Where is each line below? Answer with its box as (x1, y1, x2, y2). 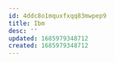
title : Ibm (8, 19, 45, 27)
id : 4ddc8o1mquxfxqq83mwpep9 (8, 11, 107, 20)
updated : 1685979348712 (8, 34, 89, 43)
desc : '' (8, 27, 38, 35)
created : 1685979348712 (8, 42, 89, 50)
